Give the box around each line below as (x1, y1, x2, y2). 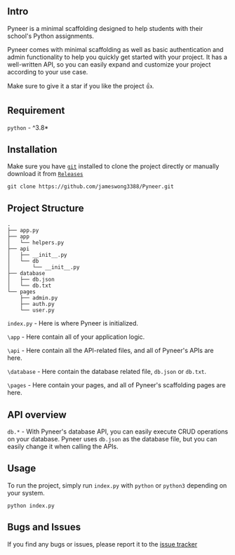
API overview (7, 408, 67, 420)
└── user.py (20, 307, 55, 314)
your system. (7, 488, 46, 497)
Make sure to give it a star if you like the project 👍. (7, 81, 154, 90)
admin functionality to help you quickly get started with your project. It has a (7, 53, 228, 61)
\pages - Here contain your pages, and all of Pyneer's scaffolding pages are (7, 381, 226, 389)
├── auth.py (20, 301, 55, 308)
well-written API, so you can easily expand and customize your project (7, 60, 211, 69)
